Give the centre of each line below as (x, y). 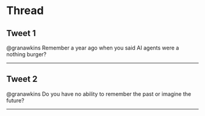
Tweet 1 (21, 33)
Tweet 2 (22, 79)
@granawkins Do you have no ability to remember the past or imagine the (99, 94)
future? (15, 100)
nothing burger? (27, 54)
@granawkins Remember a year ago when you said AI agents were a (93, 48)
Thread (25, 11)
